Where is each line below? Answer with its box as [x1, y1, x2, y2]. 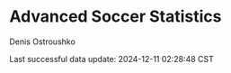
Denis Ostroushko [9, 36, 76, 47]
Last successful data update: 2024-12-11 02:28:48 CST [9, 53, 214, 64]
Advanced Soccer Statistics [9, 6, 222, 27]
